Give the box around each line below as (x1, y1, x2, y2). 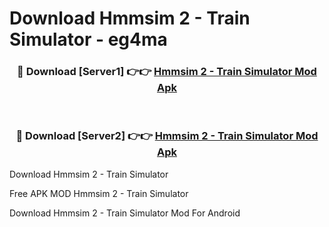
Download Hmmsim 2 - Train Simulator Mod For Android (9, 207, 241, 219)
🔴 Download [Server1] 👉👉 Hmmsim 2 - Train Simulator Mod (17, 65, 317, 79)
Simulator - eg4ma (9, 28, 168, 51)
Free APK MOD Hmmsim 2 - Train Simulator (9, 187, 189, 199)
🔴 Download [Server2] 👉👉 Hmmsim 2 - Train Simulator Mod (15, 129, 319, 143)
